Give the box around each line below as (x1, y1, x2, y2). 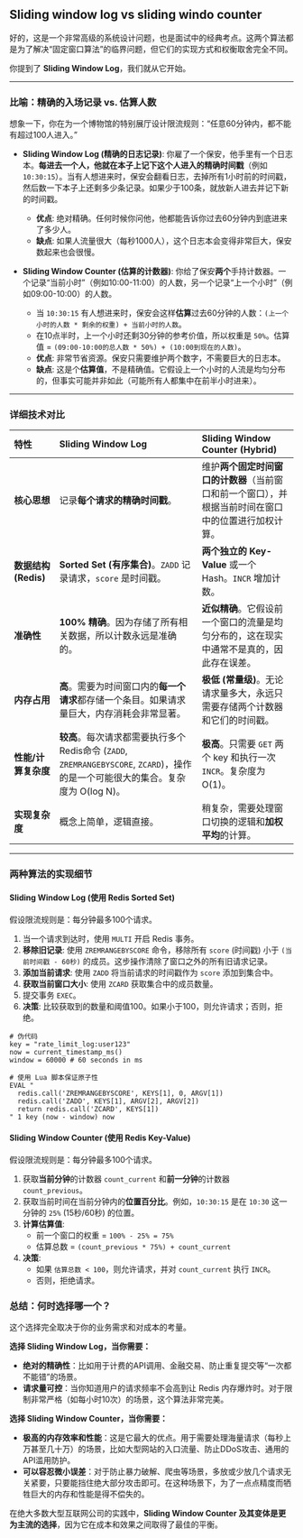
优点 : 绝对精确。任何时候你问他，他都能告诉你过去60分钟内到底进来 (35, 213, 289, 224)
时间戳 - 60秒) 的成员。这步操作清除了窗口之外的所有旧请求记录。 (29, 955, 273, 966)
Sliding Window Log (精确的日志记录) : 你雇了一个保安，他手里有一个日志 (22, 149, 293, 160)
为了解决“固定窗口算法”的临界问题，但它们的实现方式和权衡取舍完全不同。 (16, 43, 293, 54)
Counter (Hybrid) (201, 444, 278, 456)
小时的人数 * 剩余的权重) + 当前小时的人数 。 (35, 319, 187, 330)
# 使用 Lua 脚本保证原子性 (9, 1073, 99, 1082)
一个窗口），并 (228, 487, 289, 500)
